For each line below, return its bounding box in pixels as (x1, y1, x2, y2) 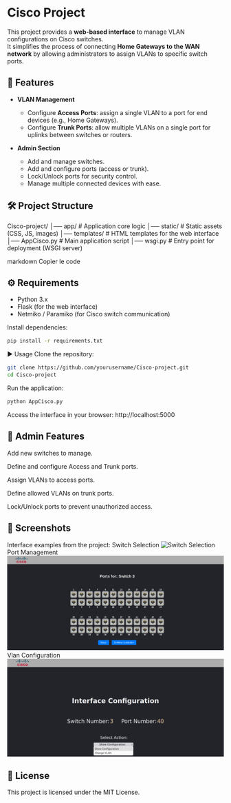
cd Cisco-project (7, 372, 57, 378)
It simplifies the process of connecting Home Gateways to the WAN (7, 42, 200, 50)
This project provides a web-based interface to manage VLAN (7, 28, 186, 36)
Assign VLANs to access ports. (7, 476, 95, 484)
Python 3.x (16, 295, 48, 304)
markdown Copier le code (7, 257, 80, 265)
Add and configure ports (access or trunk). (27, 164, 149, 173)
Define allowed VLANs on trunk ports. (7, 489, 114, 497)
